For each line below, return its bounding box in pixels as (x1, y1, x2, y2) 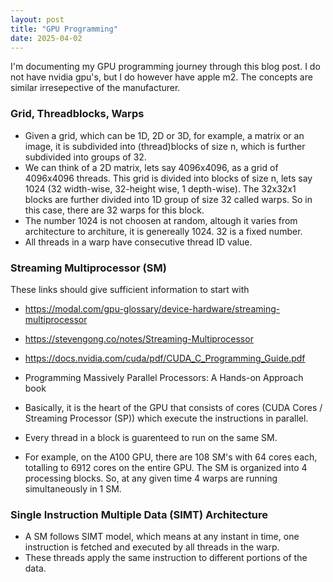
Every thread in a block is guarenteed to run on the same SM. (24, 431, 278, 443)
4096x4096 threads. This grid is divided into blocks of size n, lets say (24, 172, 313, 184)
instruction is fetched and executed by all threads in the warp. (24, 541, 280, 553)
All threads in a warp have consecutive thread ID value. (24, 236, 253, 248)
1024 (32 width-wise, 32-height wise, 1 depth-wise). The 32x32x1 (24, 182, 297, 195)
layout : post (10, 14, 65, 25)
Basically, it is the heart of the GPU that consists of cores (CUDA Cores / (24, 401, 323, 413)
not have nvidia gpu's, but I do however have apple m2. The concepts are (10, 71, 313, 83)
